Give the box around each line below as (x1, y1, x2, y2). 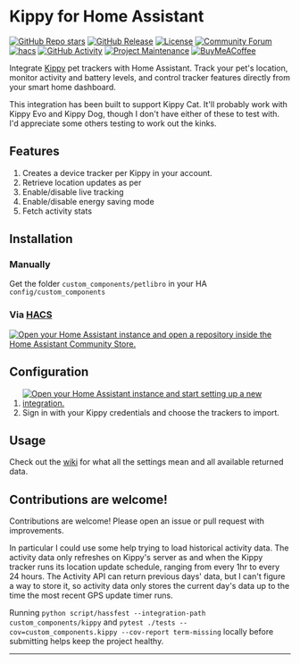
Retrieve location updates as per (21, 177, 142, 188)
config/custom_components (9, 288, 105, 297)
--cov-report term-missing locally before (121, 626, 274, 637)
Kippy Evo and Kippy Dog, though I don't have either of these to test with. (9, 108, 279, 119)
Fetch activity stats (21, 206, 92, 216)
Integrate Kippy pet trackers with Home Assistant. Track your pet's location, (9, 63, 288, 73)
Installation (9, 231, 73, 247)
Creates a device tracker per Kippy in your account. (21, 167, 212, 178)
